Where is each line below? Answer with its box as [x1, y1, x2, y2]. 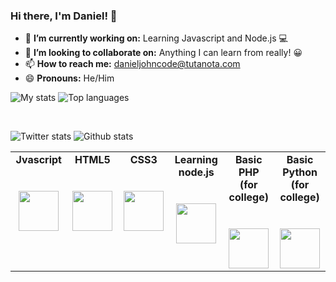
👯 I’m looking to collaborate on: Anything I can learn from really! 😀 [24, 47, 303, 59]
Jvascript [15, 153, 62, 167]
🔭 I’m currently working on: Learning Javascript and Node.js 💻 [24, 32, 288, 44]
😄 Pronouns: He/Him [24, 72, 115, 84]
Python [282, 165, 318, 179]
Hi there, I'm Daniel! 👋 [10, 9, 118, 23]
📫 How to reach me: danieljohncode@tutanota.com [24, 58, 241, 70]
